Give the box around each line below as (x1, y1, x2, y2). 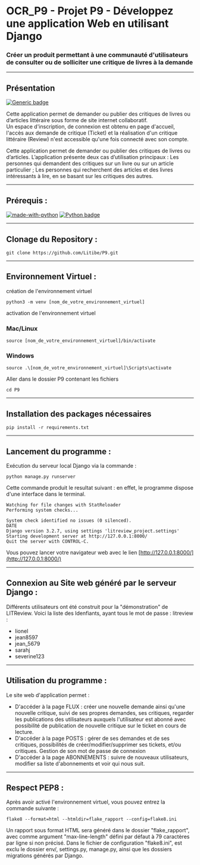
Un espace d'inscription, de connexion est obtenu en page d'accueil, (6, 123, 176, 130)
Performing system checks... (6, 507, 79, 513)
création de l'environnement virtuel (6, 287, 92, 294)
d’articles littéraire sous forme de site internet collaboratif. (6, 117, 148, 124)
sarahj (14, 646, 30, 654)
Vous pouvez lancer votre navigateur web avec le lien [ (6, 549, 141, 556)
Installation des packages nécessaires (6, 409, 152, 419)
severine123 (14, 652, 45, 659)
